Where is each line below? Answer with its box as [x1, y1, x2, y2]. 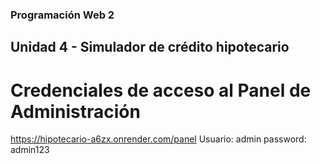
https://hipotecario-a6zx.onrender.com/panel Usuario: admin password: [10, 133, 307, 145]
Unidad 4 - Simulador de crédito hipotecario [10, 39, 290, 56]
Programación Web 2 [10, 8, 115, 22]
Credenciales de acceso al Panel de [10, 79, 312, 102]
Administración [10, 100, 141, 123]
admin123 [10, 144, 50, 156]
